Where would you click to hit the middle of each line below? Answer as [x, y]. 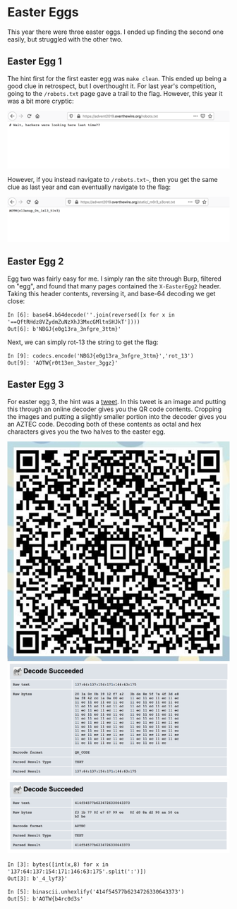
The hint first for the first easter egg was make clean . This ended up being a [117, 78]
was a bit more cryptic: [41, 101]
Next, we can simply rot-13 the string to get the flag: [83, 342]
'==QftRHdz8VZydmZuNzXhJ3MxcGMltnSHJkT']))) [74, 322]
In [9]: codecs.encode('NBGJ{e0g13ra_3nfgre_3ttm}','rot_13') [101, 356]
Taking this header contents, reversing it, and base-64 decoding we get [111, 293]
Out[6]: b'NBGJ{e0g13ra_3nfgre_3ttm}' [64, 329]
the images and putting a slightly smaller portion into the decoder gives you [117, 416]
